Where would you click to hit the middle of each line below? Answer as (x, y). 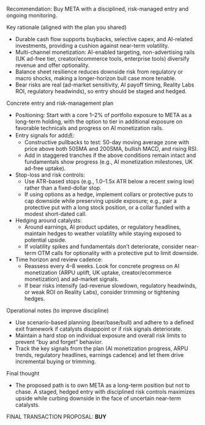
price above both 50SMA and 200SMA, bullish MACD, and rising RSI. (111, 149)
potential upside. (45, 240)
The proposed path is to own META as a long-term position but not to (102, 385)
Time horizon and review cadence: (59, 259)
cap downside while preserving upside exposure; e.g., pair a (101, 201)
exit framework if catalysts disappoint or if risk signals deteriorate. (99, 329)
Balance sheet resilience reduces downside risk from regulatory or (99, 72)
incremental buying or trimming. (55, 362)
